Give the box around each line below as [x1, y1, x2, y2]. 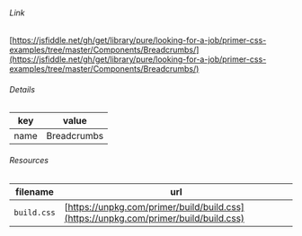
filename [14, 185, 54, 197]
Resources [9, 155, 49, 165]
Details [9, 83, 36, 94]
